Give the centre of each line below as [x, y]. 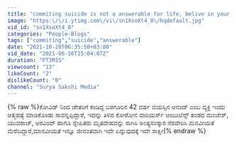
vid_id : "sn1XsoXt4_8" [41, 27]
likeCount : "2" [30, 73]
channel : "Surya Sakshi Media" [54, 87]
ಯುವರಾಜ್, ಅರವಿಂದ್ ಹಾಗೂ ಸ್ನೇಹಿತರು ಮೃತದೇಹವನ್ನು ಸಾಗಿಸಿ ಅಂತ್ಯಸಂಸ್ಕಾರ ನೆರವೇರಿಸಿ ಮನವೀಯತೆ [111, 123]
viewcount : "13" [31, 67]
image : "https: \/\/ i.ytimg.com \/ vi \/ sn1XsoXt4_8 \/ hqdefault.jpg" [106, 21]
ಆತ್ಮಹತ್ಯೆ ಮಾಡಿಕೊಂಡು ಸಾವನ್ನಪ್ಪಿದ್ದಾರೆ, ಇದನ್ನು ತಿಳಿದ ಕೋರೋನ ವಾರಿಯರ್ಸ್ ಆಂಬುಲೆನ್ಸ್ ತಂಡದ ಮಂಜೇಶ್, [118, 115]
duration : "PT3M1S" [36, 60]
